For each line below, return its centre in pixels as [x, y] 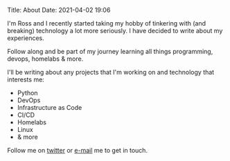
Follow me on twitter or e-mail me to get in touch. [77, 150]
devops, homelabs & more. [45, 59]
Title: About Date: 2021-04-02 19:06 [59, 10]
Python [27, 93]
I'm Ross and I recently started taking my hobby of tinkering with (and [107, 23]
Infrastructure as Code [50, 107]
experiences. [26, 38]
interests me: [26, 79]
